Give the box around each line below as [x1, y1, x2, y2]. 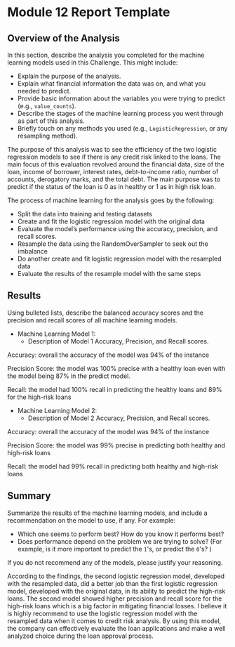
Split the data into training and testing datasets [17, 210, 153, 218]
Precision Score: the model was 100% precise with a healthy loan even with [7, 364, 226, 372]
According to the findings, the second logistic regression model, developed [7, 572, 225, 580]
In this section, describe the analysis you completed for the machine [7, 51, 205, 59]
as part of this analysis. [17, 117, 86, 125]
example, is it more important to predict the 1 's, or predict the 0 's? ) [17, 544, 212, 553]
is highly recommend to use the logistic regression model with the [7, 609, 198, 617]
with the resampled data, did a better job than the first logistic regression [7, 579, 218, 587]
